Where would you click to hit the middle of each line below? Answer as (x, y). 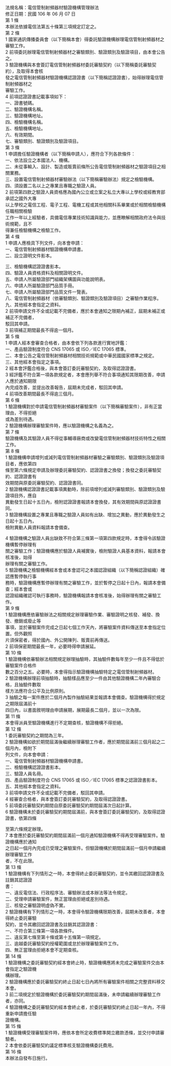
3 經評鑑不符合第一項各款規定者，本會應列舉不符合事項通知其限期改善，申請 (85, 375)
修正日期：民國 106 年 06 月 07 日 (40, 14)
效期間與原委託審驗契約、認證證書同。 (45, 483)
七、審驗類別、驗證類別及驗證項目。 (43, 141)
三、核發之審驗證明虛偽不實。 (36, 905)
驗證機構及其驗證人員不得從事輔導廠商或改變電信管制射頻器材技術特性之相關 (85, 438)
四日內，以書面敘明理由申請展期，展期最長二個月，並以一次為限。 (74, 710)
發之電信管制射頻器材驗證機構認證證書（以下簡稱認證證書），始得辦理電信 (82, 77)
